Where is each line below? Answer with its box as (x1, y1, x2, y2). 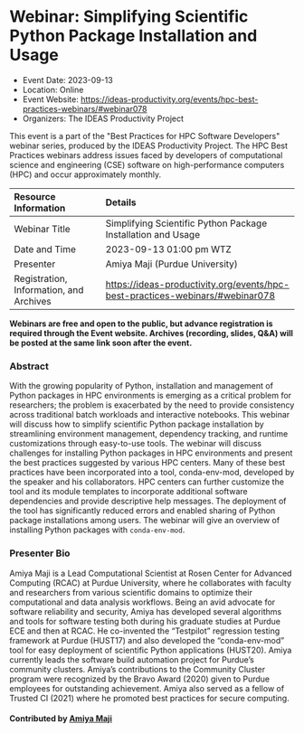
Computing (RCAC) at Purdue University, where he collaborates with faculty (9, 577, 292, 588)
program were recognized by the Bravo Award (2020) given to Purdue (9, 673, 270, 684)
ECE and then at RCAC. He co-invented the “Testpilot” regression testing (9, 625, 280, 636)
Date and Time (14, 242, 77, 255)
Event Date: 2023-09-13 (22, 74, 113, 85)
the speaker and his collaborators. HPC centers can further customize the (9, 476, 285, 487)
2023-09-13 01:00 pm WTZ (105, 242, 233, 255)
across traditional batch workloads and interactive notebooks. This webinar (9, 409, 290, 420)
